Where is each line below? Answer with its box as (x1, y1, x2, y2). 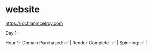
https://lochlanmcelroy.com (5, 20, 63, 26)
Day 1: (5, 30, 18, 36)
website (5, 4, 40, 15)
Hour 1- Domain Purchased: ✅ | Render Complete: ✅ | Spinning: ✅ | (5, 39, 147, 46)
